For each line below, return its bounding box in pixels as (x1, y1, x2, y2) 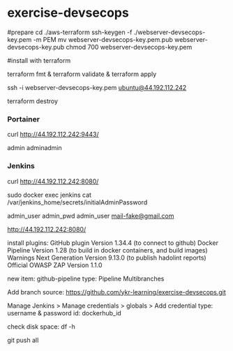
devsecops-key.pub (7, 43, 65, 51)
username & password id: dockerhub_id (7, 308, 122, 317)
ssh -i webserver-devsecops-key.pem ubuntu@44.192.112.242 (7, 83, 187, 91)
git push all (7, 336, 39, 344)
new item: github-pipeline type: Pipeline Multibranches (7, 274, 165, 283)
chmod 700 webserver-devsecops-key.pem (66, 43, 193, 51)
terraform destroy (7, 96, 58, 105)
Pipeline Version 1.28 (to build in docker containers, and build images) (7, 246, 208, 254)
